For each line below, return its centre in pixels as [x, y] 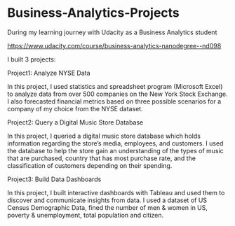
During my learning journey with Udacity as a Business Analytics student [112, 32]
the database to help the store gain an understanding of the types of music [116, 150]
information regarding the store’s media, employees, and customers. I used [115, 143]
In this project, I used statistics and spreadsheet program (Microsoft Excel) [115, 86]
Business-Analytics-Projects [94, 13]
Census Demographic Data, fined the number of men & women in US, [108, 207]
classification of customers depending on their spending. [90, 165]
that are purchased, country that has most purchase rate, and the [102, 158]
